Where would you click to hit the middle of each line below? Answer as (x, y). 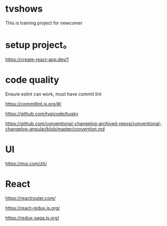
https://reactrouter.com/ (31, 198)
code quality (32, 80)
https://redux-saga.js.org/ (32, 218)
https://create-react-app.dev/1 (37, 59)
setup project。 (39, 45)
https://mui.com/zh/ (26, 164)
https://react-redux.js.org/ (33, 208)
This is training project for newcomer (44, 23)
